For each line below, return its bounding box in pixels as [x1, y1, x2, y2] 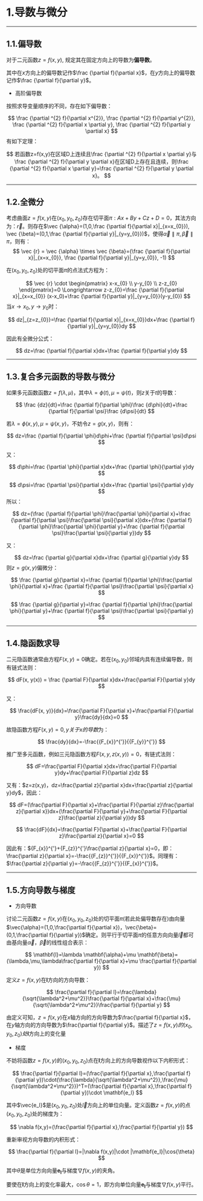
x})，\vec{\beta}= [112, 923, 157, 931]
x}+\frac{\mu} [146, 995, 181, 1002]
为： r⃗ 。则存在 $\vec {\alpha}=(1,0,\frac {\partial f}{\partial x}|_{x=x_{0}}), [6, 223, 190, 230]
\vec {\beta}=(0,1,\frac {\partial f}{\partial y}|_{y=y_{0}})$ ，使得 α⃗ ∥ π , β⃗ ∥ [6, 231, 193, 238]
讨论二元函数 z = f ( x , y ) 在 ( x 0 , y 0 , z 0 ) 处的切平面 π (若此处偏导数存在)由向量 [6, 915, 185, 923]
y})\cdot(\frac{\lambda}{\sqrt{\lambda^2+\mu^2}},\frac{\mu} [36, 1076, 188, 1084]
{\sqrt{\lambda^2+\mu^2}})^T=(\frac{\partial [11, 1082, 121, 1090]
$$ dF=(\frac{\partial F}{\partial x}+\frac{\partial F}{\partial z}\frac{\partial [8, 801, 195, 808]
